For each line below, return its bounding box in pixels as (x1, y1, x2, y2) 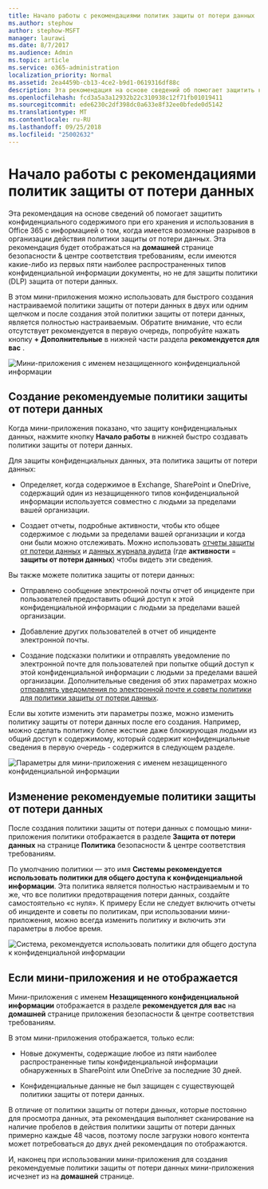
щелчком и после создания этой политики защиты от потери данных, (8, 308, 246, 318)
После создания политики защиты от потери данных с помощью (8, 824, 230, 833)
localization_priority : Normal (8, 71, 112, 79)
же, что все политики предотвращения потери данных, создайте (8, 890, 230, 900)
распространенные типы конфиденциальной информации (19, 1057, 219, 1067)
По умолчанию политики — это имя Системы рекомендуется (8, 865, 223, 874)
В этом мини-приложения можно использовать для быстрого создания (8, 292, 254, 301)
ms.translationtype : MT (8, 109, 88, 117)
